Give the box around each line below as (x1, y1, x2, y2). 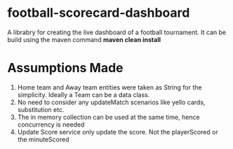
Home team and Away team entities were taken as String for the (17, 83, 202, 92)
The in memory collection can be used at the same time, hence (17, 113, 200, 121)
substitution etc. (17, 105, 65, 113)
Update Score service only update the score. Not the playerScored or (17, 127, 219, 136)
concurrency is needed (17, 120, 85, 129)
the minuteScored (17, 135, 69, 143)
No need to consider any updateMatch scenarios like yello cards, (17, 98, 206, 106)
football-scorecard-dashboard (7, 5, 190, 21)
